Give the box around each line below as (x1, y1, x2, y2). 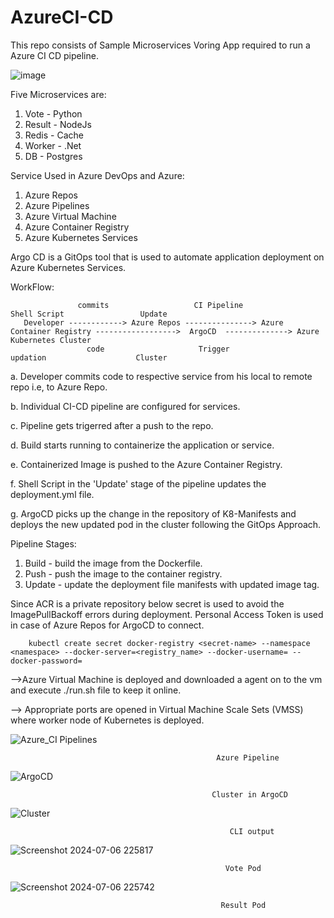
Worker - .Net (24, 139, 82, 151)
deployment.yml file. (10, 488, 95, 500)
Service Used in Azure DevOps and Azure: (10, 169, 185, 181)
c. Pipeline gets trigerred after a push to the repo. (10, 419, 214, 431)
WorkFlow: (10, 281, 55, 293)
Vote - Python (24, 107, 83, 120)
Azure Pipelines (24, 199, 90, 211)
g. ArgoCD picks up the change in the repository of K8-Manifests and (10, 507, 297, 520)
